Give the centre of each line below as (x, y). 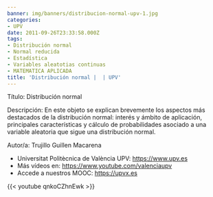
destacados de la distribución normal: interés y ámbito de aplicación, (105, 117)
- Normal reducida (33, 52)
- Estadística (27, 58)
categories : (24, 20)
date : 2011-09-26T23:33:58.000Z (53, 33)
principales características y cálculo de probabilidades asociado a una (107, 125)
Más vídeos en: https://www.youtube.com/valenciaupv (94, 166)
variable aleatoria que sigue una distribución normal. (81, 132)
